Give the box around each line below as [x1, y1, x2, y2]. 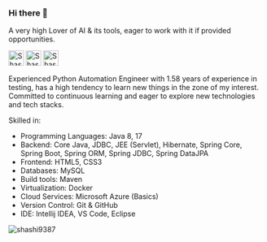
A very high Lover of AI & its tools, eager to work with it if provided [8, 26, 232, 36]
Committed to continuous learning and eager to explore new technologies [8, 91, 256, 101]
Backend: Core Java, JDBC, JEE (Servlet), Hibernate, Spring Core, [20, 140, 243, 149]
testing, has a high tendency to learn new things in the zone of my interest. [8, 83, 259, 93]
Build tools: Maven [20, 175, 83, 184]
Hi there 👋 [8, 7, 49, 19]
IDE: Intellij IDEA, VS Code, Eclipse [20, 209, 136, 218]
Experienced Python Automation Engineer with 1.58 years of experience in [8, 74, 258, 84]
